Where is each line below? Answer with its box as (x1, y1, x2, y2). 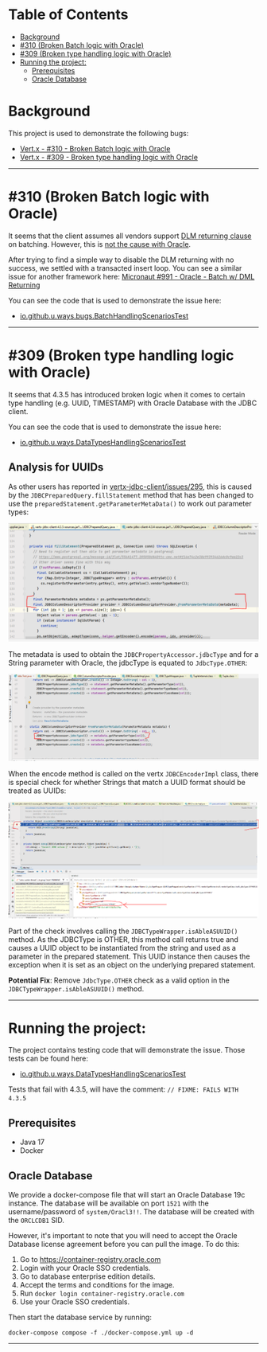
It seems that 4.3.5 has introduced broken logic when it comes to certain (8, 389, 246, 399)
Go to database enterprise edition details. (19, 1272, 156, 1281)
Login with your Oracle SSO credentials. (19, 1264, 151, 1273)
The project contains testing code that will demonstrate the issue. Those (8, 1045, 246, 1055)
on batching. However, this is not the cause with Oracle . (8, 239, 192, 248)
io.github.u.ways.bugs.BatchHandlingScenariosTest (19, 311, 189, 320)
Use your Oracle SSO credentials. (19, 1297, 130, 1307)
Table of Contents (8, 6, 129, 24)
